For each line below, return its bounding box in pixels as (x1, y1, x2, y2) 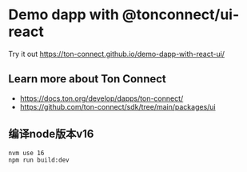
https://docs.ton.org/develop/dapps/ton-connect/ (19, 94, 184, 103)
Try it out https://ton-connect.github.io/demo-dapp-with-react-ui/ (8, 49, 225, 58)
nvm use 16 (8, 149, 45, 157)
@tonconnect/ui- (122, 6, 240, 24)
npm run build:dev (8, 156, 70, 164)
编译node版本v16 (8, 127, 94, 141)
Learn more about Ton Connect (8, 72, 166, 86)
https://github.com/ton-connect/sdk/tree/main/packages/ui (19, 102, 216, 111)
